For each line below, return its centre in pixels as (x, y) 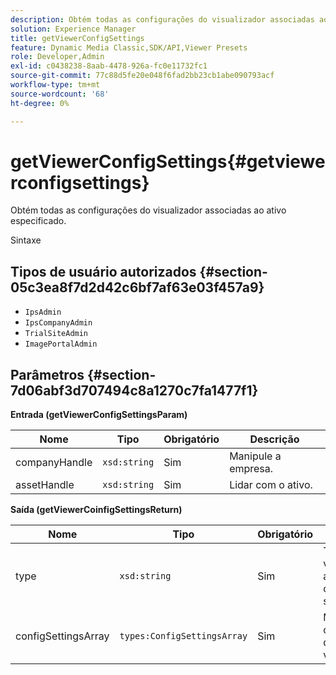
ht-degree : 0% (40, 103)
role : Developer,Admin (57, 57)
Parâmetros (47, 374)
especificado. (38, 221)
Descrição (274, 439)
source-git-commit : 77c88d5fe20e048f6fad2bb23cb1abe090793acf (142, 76)
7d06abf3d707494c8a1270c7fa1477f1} (134, 390)
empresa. (251, 469)
